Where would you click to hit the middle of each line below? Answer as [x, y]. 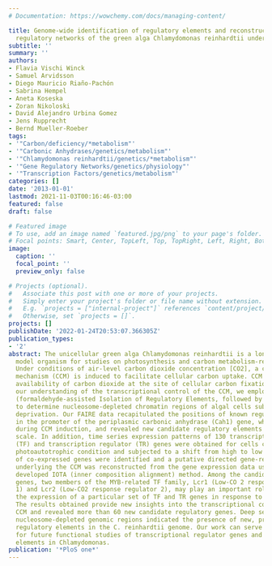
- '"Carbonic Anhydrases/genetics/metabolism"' [90, 151]
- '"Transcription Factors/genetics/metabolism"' [94, 174]
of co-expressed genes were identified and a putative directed [126, 459]
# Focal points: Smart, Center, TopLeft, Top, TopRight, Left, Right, [130, 241]
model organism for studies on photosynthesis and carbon [116, 362]
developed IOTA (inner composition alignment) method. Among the [128, 474]
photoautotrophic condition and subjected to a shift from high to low [139, 452]
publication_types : [41, 339]
